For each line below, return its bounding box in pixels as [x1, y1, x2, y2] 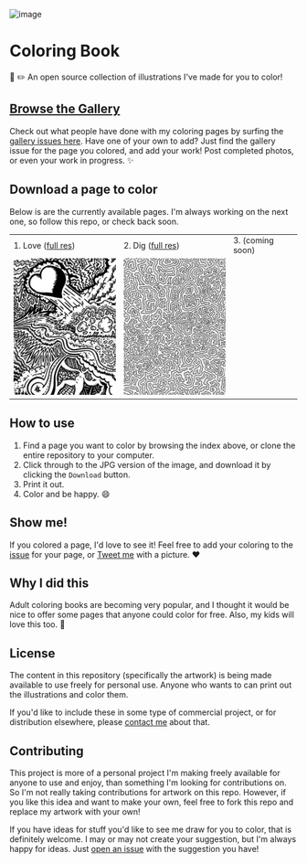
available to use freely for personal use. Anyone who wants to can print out [9, 679, 292, 690]
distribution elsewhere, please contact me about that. [9, 717, 210, 728]
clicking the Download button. [22, 469, 131, 480]
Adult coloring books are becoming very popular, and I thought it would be [9, 600, 290, 611]
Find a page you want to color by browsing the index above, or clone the [22, 440, 296, 451]
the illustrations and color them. [9, 689, 129, 700]
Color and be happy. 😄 [22, 488, 111, 499]
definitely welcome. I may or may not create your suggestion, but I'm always [9, 834, 297, 845]
